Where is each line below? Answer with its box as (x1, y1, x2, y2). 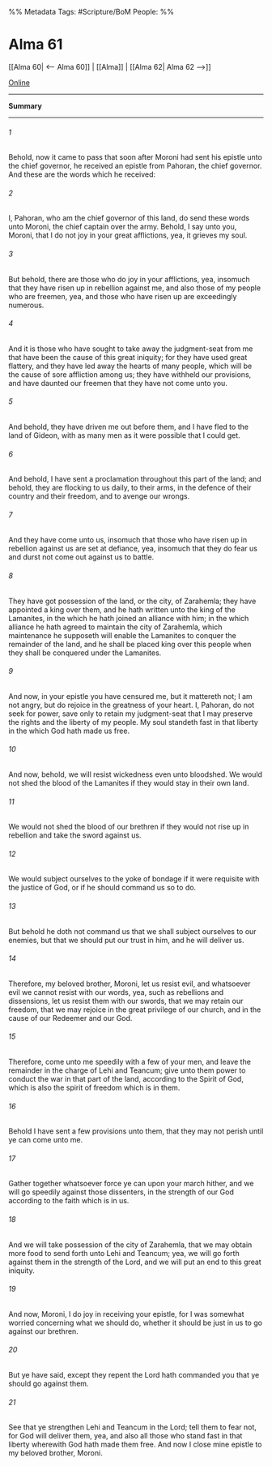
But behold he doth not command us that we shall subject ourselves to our (8, 926, 257, 936)
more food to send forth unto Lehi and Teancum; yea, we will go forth (8, 1248, 240, 1258)
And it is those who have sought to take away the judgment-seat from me (8, 344, 253, 354)
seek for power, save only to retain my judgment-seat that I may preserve (8, 709, 253, 718)
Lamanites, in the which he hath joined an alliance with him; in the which (8, 613, 249, 623)
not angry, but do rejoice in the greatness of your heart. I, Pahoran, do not (8, 700, 255, 709)
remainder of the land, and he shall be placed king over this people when (8, 639, 252, 649)
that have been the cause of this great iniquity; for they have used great (8, 352, 248, 362)
